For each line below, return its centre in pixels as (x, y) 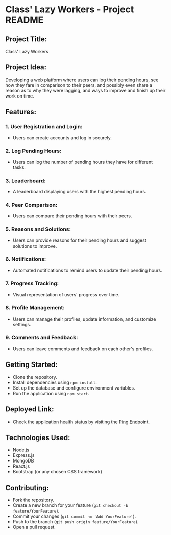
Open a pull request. (34, 527)
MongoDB (23, 461)
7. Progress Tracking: (32, 283)
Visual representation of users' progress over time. (66, 295)
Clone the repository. (35, 377)
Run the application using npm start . (51, 393)
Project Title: (26, 39)
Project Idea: (26, 67)
